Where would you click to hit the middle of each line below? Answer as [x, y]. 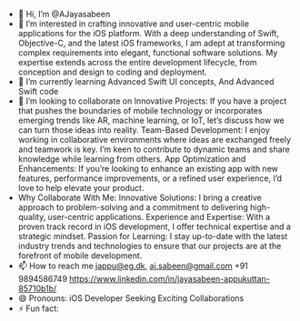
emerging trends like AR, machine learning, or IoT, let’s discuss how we [151, 120]
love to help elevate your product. [81, 188]
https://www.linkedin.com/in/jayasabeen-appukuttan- [170, 279]
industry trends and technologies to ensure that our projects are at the [150, 246]
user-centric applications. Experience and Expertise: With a [159, 217]
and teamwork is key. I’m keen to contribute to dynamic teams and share [154, 149]
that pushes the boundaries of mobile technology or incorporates [140, 110]
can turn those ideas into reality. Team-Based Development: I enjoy [144, 130]
